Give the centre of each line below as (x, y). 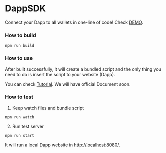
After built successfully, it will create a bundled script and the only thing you (83, 69)
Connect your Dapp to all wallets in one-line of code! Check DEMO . (74, 22)
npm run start (20, 135)
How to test (19, 97)
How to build (21, 35)
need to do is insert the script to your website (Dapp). (60, 74)
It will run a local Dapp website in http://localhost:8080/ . (63, 145)
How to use (19, 58)
